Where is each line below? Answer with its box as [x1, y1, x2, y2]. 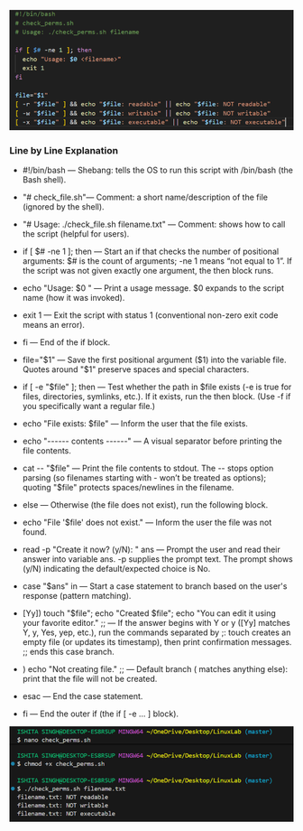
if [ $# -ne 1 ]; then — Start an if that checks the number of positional [22, 246, 280, 257]
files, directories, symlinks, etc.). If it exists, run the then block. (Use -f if [22, 391, 291, 402]
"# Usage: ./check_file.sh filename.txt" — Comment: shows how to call [22, 219, 286, 230]
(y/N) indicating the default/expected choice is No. [22, 564, 211, 574]
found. [22, 527, 48, 537]
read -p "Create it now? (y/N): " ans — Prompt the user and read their [22, 544, 281, 556]
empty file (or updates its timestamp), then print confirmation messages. [22, 637, 292, 648]
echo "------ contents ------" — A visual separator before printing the [22, 435, 282, 447]
